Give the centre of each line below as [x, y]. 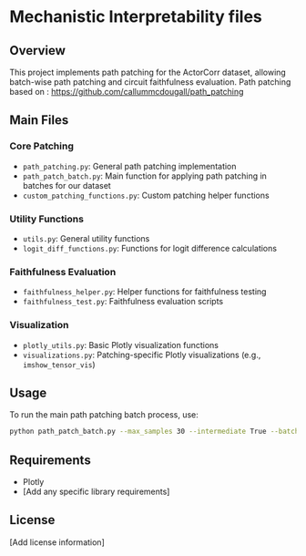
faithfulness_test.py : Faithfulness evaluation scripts [123, 302]
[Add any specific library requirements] [96, 492]
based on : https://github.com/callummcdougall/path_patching [127, 92]
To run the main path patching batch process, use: [104, 415]
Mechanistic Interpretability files [136, 17]
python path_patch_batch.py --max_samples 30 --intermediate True [138, 432]
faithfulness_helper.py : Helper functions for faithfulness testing [144, 292]
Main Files [39, 120]
